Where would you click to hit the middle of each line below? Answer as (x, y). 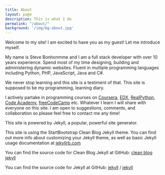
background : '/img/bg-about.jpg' (40, 28)
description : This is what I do (38, 19)
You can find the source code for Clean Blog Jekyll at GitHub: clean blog (79, 153)
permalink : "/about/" (27, 24)
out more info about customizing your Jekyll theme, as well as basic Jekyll (81, 138)
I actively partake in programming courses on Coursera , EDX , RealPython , (80, 98)
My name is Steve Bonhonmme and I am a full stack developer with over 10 (82, 57)
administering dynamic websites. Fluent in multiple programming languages (82, 68)
